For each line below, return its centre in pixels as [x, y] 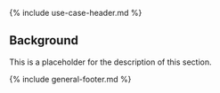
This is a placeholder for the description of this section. [110, 62]
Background [44, 40]
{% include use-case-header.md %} [76, 13]
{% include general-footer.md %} [70, 79]
